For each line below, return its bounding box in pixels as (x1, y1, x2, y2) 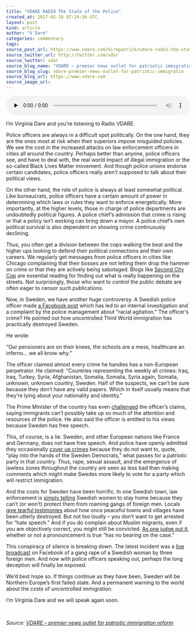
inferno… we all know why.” (6, 350, 72, 357)
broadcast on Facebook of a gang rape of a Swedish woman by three (6, 549, 173, 556)
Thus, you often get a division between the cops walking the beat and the (6, 241, 183, 248)
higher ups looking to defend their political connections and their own (6, 247, 173, 254)
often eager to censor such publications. (6, 285, 104, 291)
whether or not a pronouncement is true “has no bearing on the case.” (6, 531, 175, 538)
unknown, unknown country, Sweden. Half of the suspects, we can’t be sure (6, 379, 190, 386)
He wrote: (6, 332, 30, 339)
